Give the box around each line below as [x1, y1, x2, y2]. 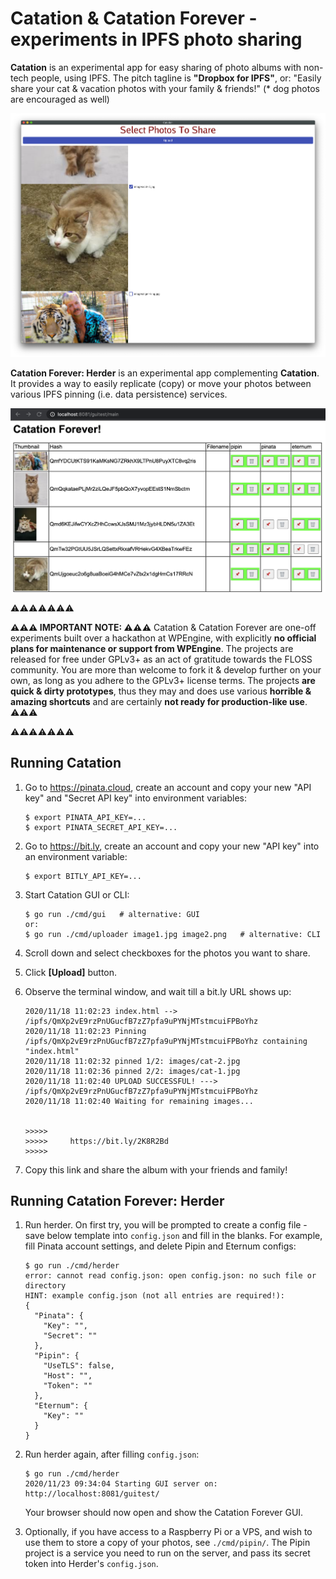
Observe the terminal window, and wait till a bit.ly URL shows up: [24, 985, 292, 997]
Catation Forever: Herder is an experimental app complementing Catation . [10, 367, 320, 379]
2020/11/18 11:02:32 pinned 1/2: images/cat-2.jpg [24, 1056, 241, 1066]
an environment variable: [24, 850, 128, 862]
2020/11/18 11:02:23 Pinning [24, 1026, 147, 1036]
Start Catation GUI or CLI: [24, 888, 130, 901]
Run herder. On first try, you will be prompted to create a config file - [24, 1219, 308, 1231]
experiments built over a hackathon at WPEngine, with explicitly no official [10, 632, 317, 644]
